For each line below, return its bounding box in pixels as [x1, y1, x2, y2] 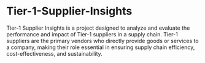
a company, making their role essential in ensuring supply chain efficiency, [6, 44, 195, 51]
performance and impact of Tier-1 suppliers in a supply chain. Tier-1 [6, 30, 178, 38]
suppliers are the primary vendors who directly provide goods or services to [6, 37, 199, 44]
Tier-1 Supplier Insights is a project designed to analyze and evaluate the [6, 24, 190, 31]
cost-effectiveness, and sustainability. [6, 50, 102, 57]
